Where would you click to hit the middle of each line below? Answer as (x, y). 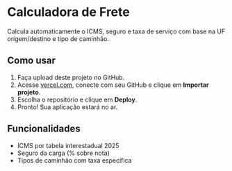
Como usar (32, 61)
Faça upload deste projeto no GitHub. (71, 77)
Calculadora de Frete (68, 12)
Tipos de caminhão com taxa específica (74, 160)
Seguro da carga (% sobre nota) (63, 153)
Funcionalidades (44, 129)
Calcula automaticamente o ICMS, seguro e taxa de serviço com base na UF (116, 31)
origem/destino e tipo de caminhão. (58, 38)
